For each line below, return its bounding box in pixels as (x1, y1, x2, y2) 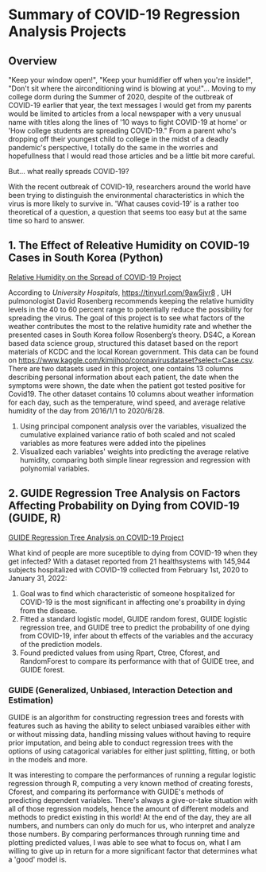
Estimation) (8, 694, 54, 705)
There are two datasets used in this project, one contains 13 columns (8, 363, 234, 373)
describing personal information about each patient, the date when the (8, 372, 240, 382)
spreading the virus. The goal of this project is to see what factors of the (8, 312, 245, 323)
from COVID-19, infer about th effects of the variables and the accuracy (19, 630, 254, 641)
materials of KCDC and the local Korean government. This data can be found (8, 347, 259, 356)
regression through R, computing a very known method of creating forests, (8, 778, 253, 788)
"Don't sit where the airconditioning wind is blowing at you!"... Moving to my (8, 83, 256, 93)
